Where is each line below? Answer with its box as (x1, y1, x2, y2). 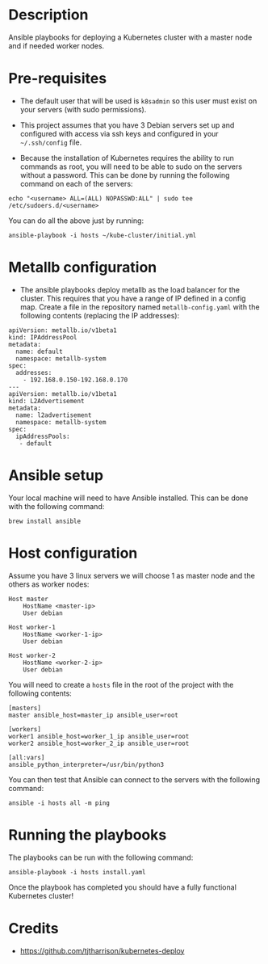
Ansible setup (8, 466, 103, 484)
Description (8, 6, 89, 24)
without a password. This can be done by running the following (19, 170, 230, 179)
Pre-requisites (8, 69, 107, 88)
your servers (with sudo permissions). (19, 104, 147, 114)
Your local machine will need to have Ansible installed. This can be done (8, 493, 249, 503)
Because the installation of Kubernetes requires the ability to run (19, 153, 234, 162)
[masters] (8, 704, 42, 712)
